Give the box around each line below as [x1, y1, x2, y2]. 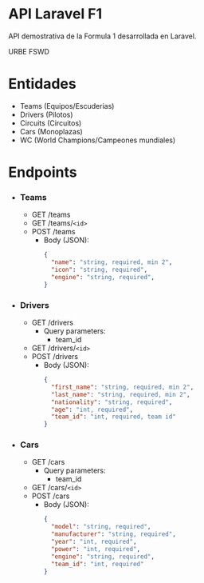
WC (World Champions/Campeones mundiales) [19, 135, 176, 145]
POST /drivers [31, 352, 78, 361]
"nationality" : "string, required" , [50, 397, 173, 406]
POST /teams [31, 227, 76, 237]
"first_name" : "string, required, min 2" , [50, 383, 194, 391]
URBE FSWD [8, 46, 50, 56]
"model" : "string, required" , [50, 523, 151, 531]
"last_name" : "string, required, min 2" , [50, 390, 190, 398]
